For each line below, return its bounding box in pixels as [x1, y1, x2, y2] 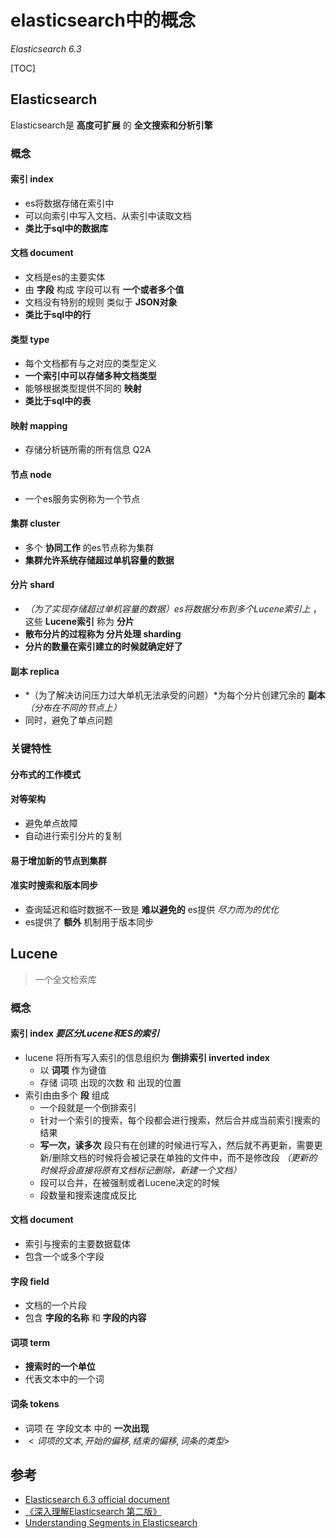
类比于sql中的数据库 [24, 222, 109, 234]
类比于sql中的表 [24, 395, 92, 407]
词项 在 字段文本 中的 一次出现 [24, 1422, 150, 1434]
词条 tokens [10, 1397, 60, 1410]
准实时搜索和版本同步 [10, 879, 98, 891]
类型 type [10, 333, 50, 345]
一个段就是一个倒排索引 [39, 1101, 137, 1113]
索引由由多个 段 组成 [24, 1089, 110, 1101]
